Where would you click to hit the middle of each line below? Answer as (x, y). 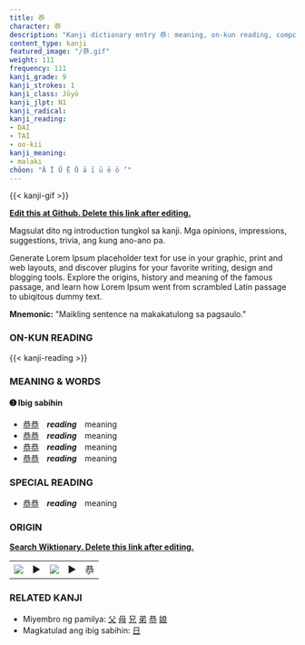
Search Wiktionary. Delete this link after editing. (102, 547)
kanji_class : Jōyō (44, 94)
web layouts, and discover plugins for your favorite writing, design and (141, 268)
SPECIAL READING (51, 482)
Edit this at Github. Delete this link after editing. (100, 213)
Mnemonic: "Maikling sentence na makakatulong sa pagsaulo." (128, 314)
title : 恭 (27, 18)
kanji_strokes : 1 (42, 85)
